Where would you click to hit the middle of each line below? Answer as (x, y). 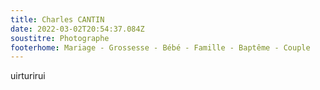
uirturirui (28, 76)
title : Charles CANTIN (57, 19)
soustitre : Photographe (60, 38)
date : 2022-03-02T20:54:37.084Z (77, 29)
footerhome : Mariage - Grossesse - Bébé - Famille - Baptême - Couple (160, 47)
